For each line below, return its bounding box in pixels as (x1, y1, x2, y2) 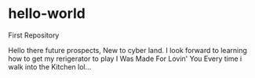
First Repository (8, 30, 60, 40)
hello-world (8, 5, 86, 23)
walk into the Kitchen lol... (8, 62, 92, 71)
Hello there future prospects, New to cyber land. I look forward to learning (8, 45, 247, 55)
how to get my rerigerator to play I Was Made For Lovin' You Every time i (8, 54, 242, 63)
